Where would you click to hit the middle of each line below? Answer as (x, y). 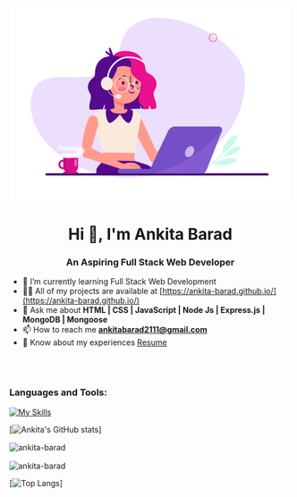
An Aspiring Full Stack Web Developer (150, 263)
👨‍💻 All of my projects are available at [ (92, 291)
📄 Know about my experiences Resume (94, 342)
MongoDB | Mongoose (65, 320)
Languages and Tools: (58, 392)
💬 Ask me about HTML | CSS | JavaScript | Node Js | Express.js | (144, 310)
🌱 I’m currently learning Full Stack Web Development (119, 282)
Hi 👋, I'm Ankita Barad (150, 235)
